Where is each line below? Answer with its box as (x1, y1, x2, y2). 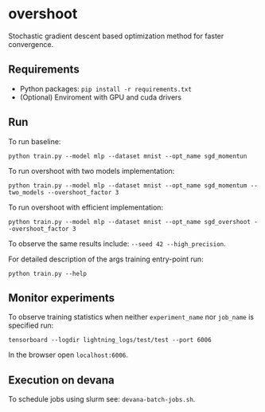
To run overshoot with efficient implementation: (8, 202, 164, 212)
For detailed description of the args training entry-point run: (8, 254, 205, 264)
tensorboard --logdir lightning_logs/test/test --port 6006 (8, 336, 212, 344)
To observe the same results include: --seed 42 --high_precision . (8, 238, 227, 248)
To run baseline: (8, 136, 61, 146)
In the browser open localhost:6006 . (8, 350, 129, 359)
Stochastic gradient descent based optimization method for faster (8, 31, 224, 41)
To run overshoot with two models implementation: (8, 166, 175, 175)
